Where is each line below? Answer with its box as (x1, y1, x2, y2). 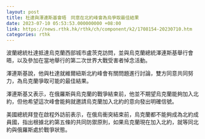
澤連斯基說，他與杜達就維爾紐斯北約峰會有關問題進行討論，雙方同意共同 (6, 69, 188, 77)
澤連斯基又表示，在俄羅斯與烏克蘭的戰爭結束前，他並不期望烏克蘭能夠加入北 (6, 90, 199, 98)
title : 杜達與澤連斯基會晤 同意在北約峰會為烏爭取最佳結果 (6, 15, 139, 21)
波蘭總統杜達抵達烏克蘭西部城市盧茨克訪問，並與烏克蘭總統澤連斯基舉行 (6, 49, 188, 57)
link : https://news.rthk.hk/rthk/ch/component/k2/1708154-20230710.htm (6, 26, 192, 32)
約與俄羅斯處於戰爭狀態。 (6, 126, 71, 134)
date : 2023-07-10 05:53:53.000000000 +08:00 (6, 20, 121, 26)
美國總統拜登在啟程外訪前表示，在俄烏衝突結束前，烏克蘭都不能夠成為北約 (6, 111, 193, 118)
